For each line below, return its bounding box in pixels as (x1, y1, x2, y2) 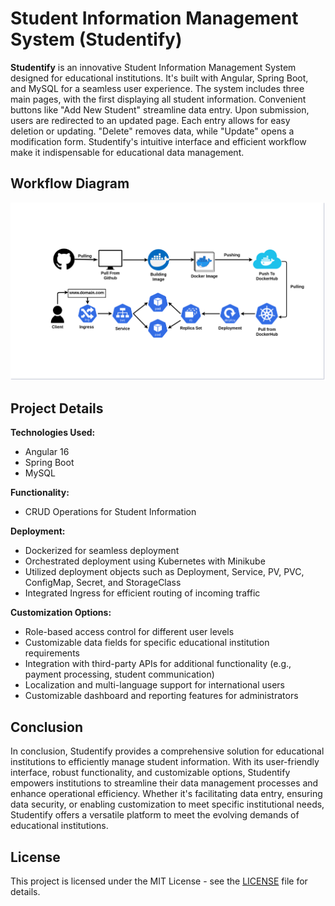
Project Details (10, 400, 104, 417)
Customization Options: (10, 607, 112, 619)
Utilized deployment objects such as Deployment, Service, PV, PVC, (24, 566, 305, 578)
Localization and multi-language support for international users (24, 679, 285, 691)
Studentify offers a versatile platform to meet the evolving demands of (10, 809, 300, 821)
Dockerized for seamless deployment (24, 545, 180, 557)
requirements (24, 647, 80, 659)
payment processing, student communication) (24, 668, 215, 681)
